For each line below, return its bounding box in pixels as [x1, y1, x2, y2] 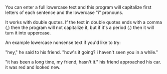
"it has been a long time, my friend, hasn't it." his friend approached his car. [5, 59, 161, 64]
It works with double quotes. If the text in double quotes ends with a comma [5, 19, 162, 25]
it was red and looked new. [5, 64, 61, 70]
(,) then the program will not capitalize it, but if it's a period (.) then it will [5, 24, 154, 30]
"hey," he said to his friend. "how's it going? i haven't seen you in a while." [5, 49, 158, 55]
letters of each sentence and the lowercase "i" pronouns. [5, 9, 124, 15]
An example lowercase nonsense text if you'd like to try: [5, 39, 121, 45]
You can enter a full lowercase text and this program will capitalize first [5, 4, 152, 10]
